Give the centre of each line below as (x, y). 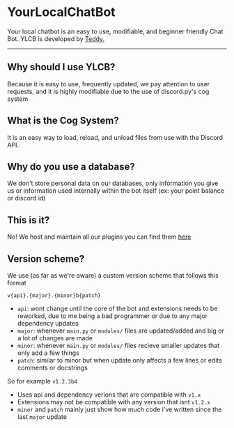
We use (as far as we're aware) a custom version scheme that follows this (113, 275)
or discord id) (26, 198)
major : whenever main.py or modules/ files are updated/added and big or (120, 331)
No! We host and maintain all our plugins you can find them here (99, 237)
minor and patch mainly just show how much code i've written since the (119, 409)
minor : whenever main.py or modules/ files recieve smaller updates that (118, 346)
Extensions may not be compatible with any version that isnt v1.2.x (114, 402)
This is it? (29, 220)
